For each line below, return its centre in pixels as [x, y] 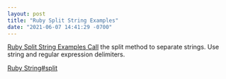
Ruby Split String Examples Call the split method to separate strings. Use [113, 47]
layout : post [27, 14]
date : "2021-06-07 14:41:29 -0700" [60, 27]
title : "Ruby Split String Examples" [63, 20]
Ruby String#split [33, 68]
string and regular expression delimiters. [66, 54]
